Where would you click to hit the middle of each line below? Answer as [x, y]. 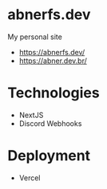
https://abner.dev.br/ [53, 61]
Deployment [49, 156]
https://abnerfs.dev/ [52, 52]
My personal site [35, 37]
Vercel [30, 178]
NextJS [31, 115]
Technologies [54, 93]
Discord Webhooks [50, 123]
